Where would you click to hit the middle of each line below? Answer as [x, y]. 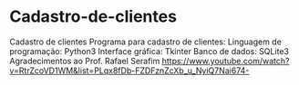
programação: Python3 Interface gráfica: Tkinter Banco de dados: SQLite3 [149, 51]
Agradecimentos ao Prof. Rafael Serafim [85, 61]
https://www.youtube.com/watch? [226, 61]
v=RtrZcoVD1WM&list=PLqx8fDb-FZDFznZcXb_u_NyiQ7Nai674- [129, 71]
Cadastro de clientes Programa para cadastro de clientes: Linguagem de [146, 42]
